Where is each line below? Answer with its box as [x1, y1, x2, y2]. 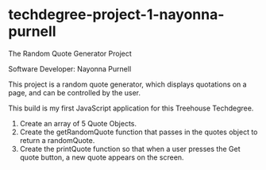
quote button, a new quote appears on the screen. [19, 153, 184, 162]
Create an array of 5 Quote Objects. [19, 118, 137, 128]
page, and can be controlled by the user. [8, 87, 141, 97]
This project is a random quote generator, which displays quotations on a [8, 79, 248, 89]
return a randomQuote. [19, 135, 95, 145]
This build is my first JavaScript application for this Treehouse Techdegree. [8, 103, 254, 113]
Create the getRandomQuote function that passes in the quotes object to [19, 127, 258, 137]
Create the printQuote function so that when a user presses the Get [19, 144, 241, 153]
